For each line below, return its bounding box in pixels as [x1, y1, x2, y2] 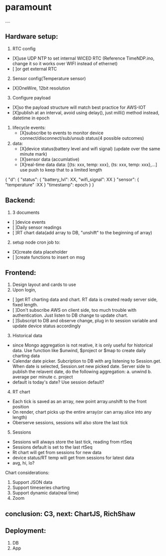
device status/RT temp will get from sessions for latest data [12, 455, 134, 461]
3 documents [12, 209, 40, 215]
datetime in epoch [12, 115, 50, 121]
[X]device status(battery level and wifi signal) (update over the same [19, 146, 161, 152]
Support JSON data [12, 479, 53, 485]
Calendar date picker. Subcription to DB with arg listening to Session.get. [12, 358, 162, 364]
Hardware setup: [5, 32, 58, 41]
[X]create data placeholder [12, 249, 68, 255]
